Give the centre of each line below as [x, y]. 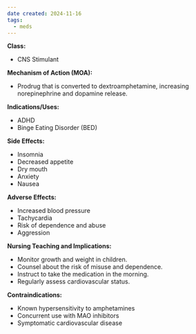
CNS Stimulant [38, 59]
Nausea [28, 184]
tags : [15, 20]
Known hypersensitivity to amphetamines [76, 308]
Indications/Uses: [33, 107]
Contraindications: [35, 295]
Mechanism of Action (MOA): [50, 73]
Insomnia [30, 155]
